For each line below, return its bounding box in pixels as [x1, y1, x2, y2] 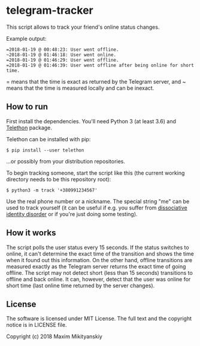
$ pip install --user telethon [6, 147, 84, 153]
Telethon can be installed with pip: [6, 135, 91, 142]
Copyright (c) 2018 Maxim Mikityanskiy [6, 333, 103, 340]
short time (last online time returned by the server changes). [6, 282, 155, 289]
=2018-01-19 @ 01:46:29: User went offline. [6, 57, 119, 63]
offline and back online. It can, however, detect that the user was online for [6, 275, 191, 283]
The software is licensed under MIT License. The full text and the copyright [6, 315, 192, 322]
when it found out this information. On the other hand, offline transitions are [6, 256, 193, 263]
